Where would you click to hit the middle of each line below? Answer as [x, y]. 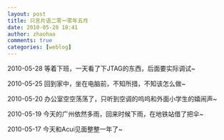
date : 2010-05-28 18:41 [43, 27]
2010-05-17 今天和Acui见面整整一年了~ [65, 129]
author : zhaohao [31, 34]
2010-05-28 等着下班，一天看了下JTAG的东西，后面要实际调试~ [102, 68]
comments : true [30, 41]
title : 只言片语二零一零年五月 [48, 21]
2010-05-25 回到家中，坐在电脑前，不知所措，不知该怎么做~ [97, 84]
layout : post [27, 14]
